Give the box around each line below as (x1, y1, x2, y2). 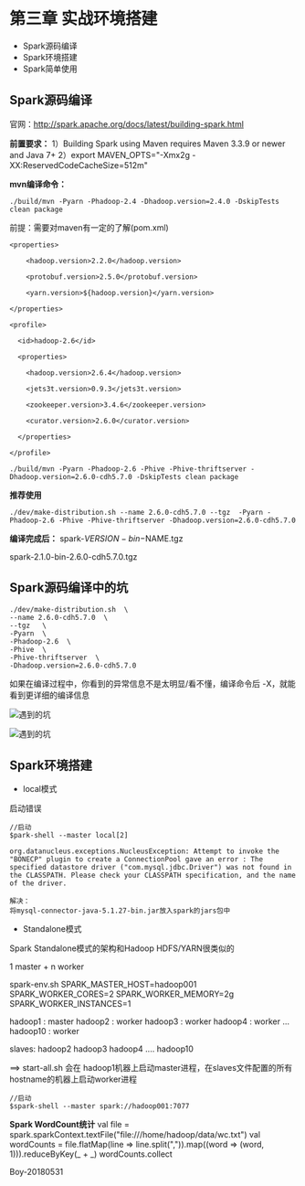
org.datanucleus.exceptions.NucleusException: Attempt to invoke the (9, 847, 280, 856)
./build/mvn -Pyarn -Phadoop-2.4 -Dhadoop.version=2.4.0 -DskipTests (9, 197, 280, 206)
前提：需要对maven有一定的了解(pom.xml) (9, 221, 169, 233)
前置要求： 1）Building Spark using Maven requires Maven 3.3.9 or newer (9, 138, 286, 149)
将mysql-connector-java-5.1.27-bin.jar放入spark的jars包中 (9, 906, 231, 915)
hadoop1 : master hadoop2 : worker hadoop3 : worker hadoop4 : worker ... (9, 1016, 290, 1027)
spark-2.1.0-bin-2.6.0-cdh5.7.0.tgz (9, 550, 138, 562)
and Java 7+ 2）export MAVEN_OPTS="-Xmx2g (9, 149, 190, 160)
